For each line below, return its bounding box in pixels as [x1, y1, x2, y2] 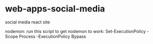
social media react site [5, 19, 50, 25]
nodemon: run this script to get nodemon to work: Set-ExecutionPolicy [5, 28, 146, 34]
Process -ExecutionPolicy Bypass [19, 33, 86, 39]
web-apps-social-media [5, 3, 105, 14]
